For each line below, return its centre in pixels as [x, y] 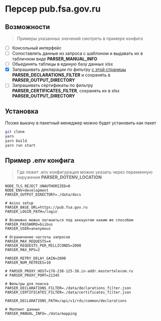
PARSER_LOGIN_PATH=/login [31, 212]
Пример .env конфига [40, 160]
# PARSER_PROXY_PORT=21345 [32, 275]
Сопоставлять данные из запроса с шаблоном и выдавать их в [77, 53]
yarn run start [20, 145]
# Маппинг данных [23, 309]
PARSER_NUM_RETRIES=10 [28, 263]
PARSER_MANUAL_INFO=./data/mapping [41, 314]
